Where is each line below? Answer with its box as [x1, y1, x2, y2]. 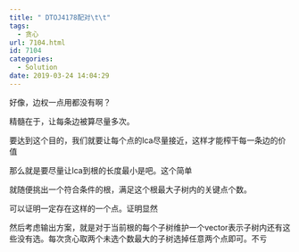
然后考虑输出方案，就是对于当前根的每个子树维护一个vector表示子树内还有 [9, 222, 283, 232]
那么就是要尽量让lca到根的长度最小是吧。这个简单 [9, 164, 193, 175]
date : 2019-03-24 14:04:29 [9, 71, 110, 80]
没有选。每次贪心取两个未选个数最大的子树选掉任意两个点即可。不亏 [16, 233, 268, 244]
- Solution [17, 63, 58, 72]
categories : [9, 55, 54, 63]
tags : [9, 21, 29, 30]
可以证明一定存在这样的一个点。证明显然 [9, 203, 158, 214]
